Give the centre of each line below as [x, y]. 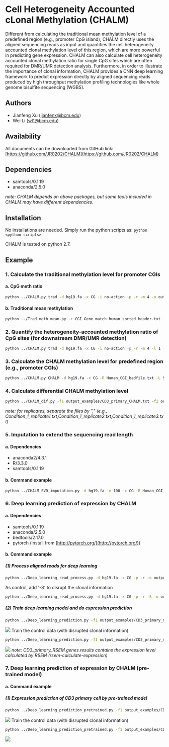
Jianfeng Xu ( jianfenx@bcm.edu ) [47, 115]
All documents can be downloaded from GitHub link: [59, 148]
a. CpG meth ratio [24, 286]
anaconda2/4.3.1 [29, 458]
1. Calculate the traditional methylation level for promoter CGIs [83, 274]
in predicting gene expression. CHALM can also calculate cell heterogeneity [84, 55]
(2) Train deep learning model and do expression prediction [69, 608]
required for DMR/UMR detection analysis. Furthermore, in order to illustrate [84, 66]
